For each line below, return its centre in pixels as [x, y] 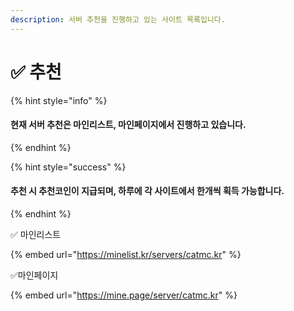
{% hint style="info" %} [59, 100]
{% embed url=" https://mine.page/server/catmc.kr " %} [124, 295]
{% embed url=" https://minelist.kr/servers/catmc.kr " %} [126, 254]
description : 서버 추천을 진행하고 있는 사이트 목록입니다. [118, 19]
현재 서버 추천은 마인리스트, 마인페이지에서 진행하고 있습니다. [128, 125]
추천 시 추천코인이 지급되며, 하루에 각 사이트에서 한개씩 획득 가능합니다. [147, 191]
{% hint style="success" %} [68, 167]
